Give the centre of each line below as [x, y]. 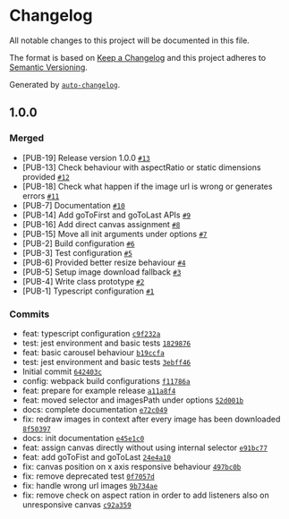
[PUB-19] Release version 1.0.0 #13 [86, 157]
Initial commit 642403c [62, 371]
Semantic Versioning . [48, 67]
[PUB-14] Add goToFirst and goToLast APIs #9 [106, 215]
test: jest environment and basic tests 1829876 [106, 343]
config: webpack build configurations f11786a [106, 380]
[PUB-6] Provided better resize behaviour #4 [104, 262]
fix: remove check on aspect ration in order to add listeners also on [146, 495]
